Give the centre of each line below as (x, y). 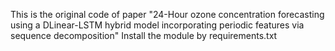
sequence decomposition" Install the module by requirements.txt (144, 35)
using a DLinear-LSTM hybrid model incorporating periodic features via (157, 25)
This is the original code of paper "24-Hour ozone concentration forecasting (167, 14)
